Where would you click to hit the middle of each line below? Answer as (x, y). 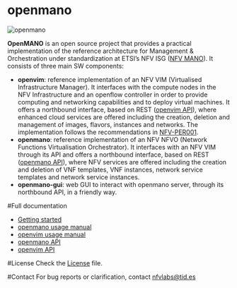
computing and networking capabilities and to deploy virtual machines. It (123, 102)
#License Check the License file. (55, 263)
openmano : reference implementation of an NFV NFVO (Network (112, 139)
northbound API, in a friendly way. (67, 192)
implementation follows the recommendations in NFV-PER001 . (108, 132)
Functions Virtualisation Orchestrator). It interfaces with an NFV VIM (117, 147)
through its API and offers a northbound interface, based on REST (113, 155)
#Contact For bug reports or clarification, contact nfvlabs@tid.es (102, 277)
